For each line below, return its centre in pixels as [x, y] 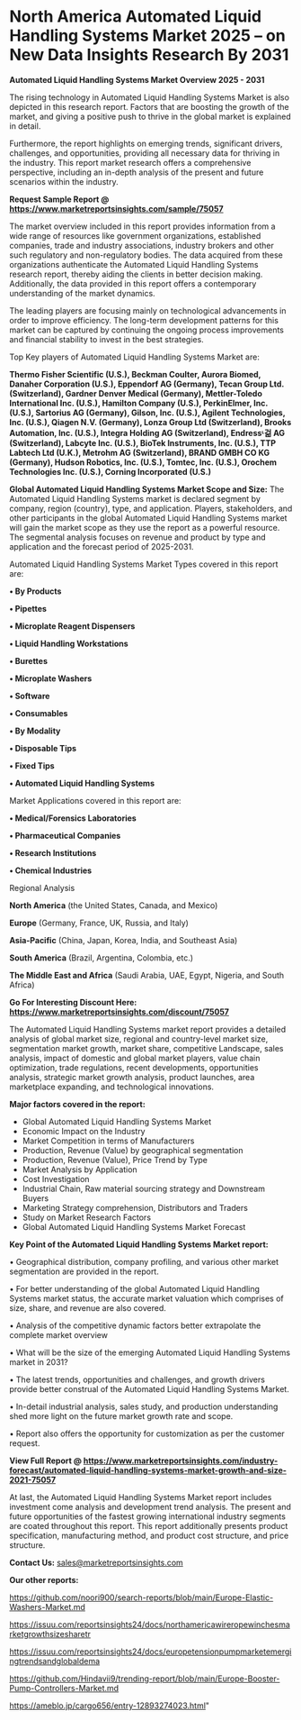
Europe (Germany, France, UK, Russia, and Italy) [99, 923]
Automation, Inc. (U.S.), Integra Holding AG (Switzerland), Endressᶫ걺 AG [147, 432]
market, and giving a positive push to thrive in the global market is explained [150, 116]
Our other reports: [44, 1579]
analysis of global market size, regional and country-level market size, [139, 1039]
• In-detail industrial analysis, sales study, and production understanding [144, 1406]
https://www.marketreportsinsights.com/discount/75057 [119, 1012]
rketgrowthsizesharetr [50, 1634]
